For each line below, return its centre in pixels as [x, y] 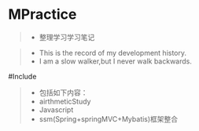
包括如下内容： [63, 93]
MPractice [42, 15]
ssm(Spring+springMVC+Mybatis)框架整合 [109, 118]
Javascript [56, 109]
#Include [22, 76]
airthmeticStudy [65, 101]
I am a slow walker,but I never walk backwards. [116, 61]
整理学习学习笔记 [67, 37]
